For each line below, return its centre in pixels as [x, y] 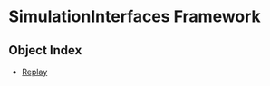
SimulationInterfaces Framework [135, 17]
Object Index [45, 50]
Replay [34, 72]
